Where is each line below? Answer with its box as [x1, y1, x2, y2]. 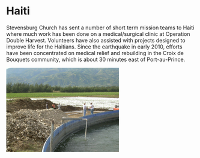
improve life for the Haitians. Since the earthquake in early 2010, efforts [6, 43, 183, 50]
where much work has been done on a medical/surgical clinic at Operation [6, 30, 190, 37]
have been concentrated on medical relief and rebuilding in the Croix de [6, 49, 184, 56]
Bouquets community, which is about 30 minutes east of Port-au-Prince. [6, 56, 186, 63]
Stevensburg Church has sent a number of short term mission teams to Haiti [6, 24, 195, 31]
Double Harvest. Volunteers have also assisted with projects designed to [6, 37, 186, 44]
